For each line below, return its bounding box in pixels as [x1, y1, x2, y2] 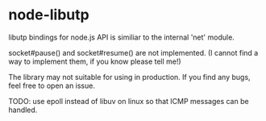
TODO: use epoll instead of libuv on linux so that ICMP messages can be [8, 96, 249, 106]
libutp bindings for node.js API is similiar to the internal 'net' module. [8, 32, 235, 42]
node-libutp [8, 6, 90, 24]
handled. [8, 105, 38, 115]
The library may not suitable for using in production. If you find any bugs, [8, 72, 251, 81]
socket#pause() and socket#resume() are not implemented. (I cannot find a [8, 48, 259, 57]
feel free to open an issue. [8, 81, 95, 90]
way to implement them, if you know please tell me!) [8, 56, 181, 66]
